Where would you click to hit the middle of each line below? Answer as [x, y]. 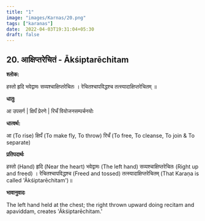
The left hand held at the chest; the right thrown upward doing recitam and [100, 204]
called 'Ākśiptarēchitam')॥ [39, 180]
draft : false [23, 35]
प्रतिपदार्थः [15, 154]
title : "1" [20, 12]
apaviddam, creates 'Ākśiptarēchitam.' [54, 211]
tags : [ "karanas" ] [30, 23]
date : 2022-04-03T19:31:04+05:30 [50, 29]
